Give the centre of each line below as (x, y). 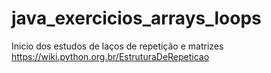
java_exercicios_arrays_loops (136, 18)
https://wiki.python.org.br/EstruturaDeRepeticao (110, 56)
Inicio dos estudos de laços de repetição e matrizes (117, 46)
